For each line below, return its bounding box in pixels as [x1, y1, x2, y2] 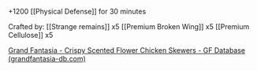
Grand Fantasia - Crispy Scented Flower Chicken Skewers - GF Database [8, 46, 246, 54]
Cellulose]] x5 [8, 31, 54, 39]
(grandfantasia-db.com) [8, 54, 87, 63]
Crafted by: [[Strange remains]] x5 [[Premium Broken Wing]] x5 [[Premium [8, 22, 250, 31]
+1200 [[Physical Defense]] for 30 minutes [8, 7, 147, 16]
